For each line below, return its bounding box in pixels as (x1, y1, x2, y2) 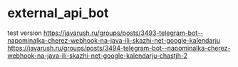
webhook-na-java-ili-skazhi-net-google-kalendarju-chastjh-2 (7, 51, 187, 60)
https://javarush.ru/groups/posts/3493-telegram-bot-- (43, 29, 204, 37)
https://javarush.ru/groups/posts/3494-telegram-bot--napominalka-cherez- (7, 43, 231, 52)
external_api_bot (7, 5, 109, 21)
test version (7, 29, 42, 37)
